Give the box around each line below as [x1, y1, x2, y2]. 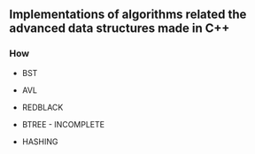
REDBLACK [21, 102, 64, 112]
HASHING [21, 136, 58, 147]
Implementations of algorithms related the [9, 7, 247, 22]
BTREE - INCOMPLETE [21, 119, 104, 129]
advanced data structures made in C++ [9, 21, 230, 36]
